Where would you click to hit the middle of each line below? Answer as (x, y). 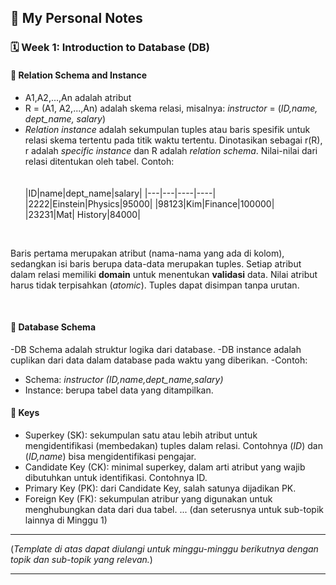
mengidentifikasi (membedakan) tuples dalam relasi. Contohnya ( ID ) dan (173, 445)
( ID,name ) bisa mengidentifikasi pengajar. (110, 456)
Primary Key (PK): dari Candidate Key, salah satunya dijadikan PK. (160, 488)
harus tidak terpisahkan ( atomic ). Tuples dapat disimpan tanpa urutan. (155, 285)
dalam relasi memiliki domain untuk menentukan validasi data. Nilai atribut (164, 274)
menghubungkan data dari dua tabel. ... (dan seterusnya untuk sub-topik (174, 509)
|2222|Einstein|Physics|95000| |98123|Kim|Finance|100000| (149, 203)
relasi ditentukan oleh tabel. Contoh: (99, 161)
